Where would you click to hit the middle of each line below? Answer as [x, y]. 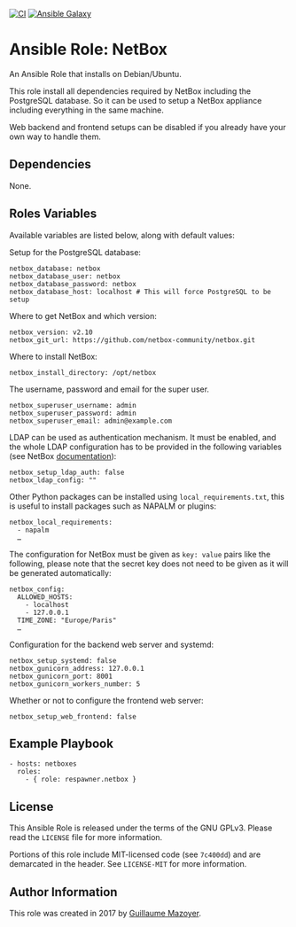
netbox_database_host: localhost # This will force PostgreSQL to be [140, 292]
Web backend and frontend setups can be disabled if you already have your [148, 127]
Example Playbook [61, 743]
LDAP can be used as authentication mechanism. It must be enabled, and [143, 437]
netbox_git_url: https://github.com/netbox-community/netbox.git [132, 340]
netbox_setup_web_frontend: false [73, 717]
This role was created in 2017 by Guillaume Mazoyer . [105, 913]
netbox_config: [37, 589]
